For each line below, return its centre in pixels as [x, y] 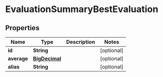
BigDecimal [47, 59]
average [18, 59]
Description [80, 42]
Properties [22, 28]
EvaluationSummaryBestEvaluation [82, 9]
